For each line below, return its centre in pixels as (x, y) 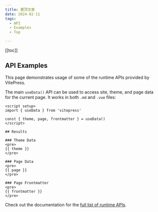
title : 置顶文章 (20, 10)
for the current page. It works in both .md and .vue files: (61, 97)
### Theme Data (20, 140)
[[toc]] (11, 50)
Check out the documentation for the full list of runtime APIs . (66, 205)
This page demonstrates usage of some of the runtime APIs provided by (77, 77)
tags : (10, 19)
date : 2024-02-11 (23, 14)
